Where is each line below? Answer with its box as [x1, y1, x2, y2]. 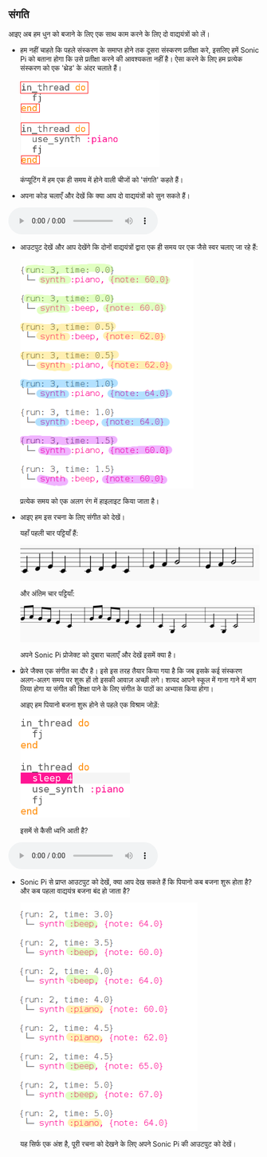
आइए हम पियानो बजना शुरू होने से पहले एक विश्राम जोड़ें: [19, 700, 160, 710]
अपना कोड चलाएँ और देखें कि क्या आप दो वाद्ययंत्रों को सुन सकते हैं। [19, 191, 190, 200]
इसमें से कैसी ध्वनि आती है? [19, 826, 88, 835]
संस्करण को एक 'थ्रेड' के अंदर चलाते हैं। [19, 63, 122, 73]
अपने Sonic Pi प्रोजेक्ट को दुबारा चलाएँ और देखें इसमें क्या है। [19, 650, 177, 660]
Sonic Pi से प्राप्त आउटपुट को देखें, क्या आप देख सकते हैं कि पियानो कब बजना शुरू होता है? [19, 878, 253, 887]
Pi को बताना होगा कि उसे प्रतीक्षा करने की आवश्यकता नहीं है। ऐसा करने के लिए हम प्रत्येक [19, 53, 243, 64]
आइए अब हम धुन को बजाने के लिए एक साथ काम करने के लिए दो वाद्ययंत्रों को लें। [8, 29, 210, 38]
